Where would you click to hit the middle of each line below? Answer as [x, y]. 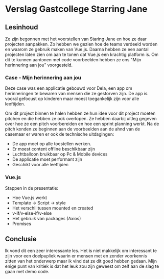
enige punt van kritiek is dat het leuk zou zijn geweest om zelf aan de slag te [82, 266]
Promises [22, 224]
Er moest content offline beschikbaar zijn [54, 149]
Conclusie [21, 239]
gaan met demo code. [27, 272]
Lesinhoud [22, 27]
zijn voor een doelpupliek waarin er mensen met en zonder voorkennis [76, 256]
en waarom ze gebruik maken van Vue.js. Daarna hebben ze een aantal [77, 49]
